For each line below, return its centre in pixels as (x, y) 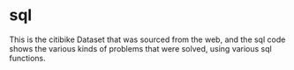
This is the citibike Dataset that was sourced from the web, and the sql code (147, 39)
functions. (27, 58)
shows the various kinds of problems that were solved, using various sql (140, 48)
